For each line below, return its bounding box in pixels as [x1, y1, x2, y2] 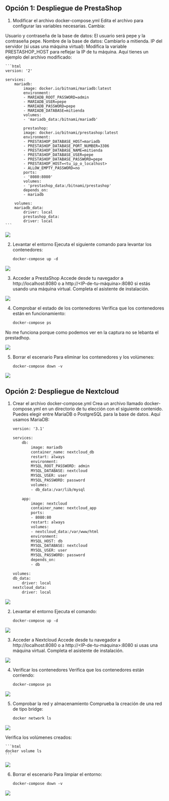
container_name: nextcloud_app [31, 506, 97, 511]
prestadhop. [5, 334, 31, 340]
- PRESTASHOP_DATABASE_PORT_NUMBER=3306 [23, 143, 109, 148]
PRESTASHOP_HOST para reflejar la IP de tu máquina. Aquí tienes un [5, 48, 149, 55]
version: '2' [5, 68, 33, 73]
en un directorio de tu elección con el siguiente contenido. [42, 406, 163, 412]
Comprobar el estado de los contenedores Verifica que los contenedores [12, 305, 164, 311]
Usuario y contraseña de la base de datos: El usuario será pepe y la [5, 32, 145, 38]
